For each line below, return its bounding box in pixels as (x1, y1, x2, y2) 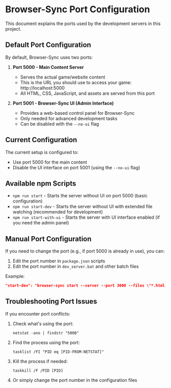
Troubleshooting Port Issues (5, 297, 98, 306)
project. (5, 25, 22, 32)
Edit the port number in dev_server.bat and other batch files (12, 264, 139, 270)
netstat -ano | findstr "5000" (12, 330, 79, 335)
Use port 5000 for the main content (12, 159, 88, 165)
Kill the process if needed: (12, 358, 68, 364)
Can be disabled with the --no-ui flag (20, 121, 99, 127)
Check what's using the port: (12, 320, 74, 327)
